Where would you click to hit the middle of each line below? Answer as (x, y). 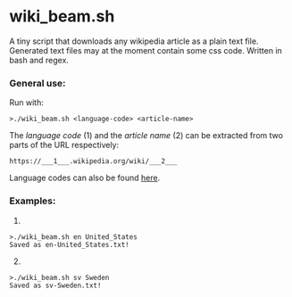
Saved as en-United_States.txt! (69, 244)
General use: (38, 83)
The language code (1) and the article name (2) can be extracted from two (146, 136)
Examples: (33, 201)
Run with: (27, 103)
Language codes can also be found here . (85, 178)
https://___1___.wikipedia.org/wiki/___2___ (93, 161)
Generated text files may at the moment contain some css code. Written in (146, 50)
